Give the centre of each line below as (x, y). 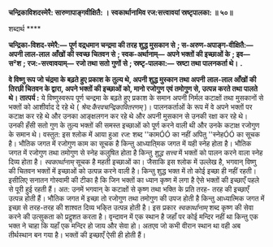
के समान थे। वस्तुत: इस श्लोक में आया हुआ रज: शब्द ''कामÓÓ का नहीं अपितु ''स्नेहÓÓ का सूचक (134, 134)
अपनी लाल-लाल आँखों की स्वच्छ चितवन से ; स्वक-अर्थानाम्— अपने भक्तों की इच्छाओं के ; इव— (129, 54)
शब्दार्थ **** (25, 29)
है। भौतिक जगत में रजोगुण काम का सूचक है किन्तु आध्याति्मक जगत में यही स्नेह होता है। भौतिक (130, 143)
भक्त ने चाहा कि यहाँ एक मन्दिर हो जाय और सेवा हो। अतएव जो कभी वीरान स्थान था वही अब (125, 226)
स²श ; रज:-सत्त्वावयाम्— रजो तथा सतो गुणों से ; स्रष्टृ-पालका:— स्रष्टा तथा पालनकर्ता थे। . (126, 63)
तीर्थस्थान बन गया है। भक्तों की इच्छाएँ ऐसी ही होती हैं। (77, 235)
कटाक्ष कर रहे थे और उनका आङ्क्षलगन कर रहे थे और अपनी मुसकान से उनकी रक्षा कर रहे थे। (128, 116)
